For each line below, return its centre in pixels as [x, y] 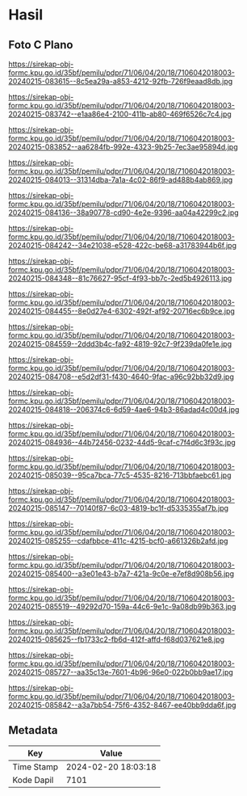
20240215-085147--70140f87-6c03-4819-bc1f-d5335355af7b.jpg [118, 508]
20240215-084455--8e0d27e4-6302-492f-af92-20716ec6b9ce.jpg [122, 311]
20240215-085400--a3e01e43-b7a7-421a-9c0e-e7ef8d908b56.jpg [121, 574]
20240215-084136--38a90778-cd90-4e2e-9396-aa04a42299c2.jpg [124, 213]
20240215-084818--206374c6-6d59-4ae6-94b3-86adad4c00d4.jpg [124, 409]
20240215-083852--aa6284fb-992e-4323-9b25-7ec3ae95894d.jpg [123, 147]
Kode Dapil [33, 780]
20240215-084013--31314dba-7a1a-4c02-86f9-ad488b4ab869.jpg [121, 180]
